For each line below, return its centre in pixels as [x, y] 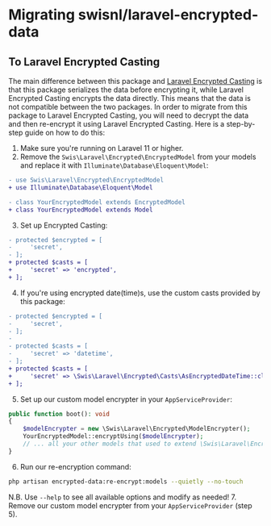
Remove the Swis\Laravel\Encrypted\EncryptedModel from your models [138, 157]
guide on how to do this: [65, 132]
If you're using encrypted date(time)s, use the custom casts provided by [140, 293]
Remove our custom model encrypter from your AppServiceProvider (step [130, 505]
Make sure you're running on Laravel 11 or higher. [102, 148]
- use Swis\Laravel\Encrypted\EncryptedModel [86, 180]
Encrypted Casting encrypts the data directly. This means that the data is [130, 98]
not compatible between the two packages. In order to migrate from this [128, 107]
